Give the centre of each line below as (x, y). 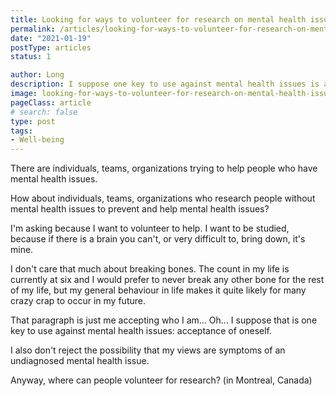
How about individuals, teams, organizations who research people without (163, 198)
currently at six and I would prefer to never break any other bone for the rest (167, 280)
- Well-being (37, 140)
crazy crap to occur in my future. (78, 301)
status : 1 (31, 57)
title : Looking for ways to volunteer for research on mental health (158, 19)
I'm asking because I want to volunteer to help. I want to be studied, (150, 228)
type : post (33, 121)
